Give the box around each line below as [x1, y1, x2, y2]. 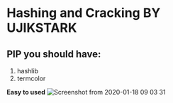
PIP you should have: [6, 48, 101, 60]
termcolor [16, 74, 46, 83]
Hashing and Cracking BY [6, 5, 161, 21]
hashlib [16, 67, 38, 75]
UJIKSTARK [6, 20, 77, 36]
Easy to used [6, 88, 45, 96]
